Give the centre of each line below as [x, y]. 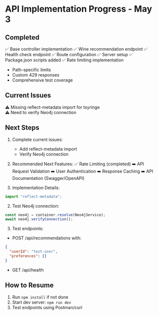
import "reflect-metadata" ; [34, 197]
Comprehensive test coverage [42, 80]
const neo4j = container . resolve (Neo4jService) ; [55, 215]
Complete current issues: [38, 139]
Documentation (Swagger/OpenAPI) [48, 178]
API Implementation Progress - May [79, 9]
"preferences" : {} [28, 256]
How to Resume [29, 285]
